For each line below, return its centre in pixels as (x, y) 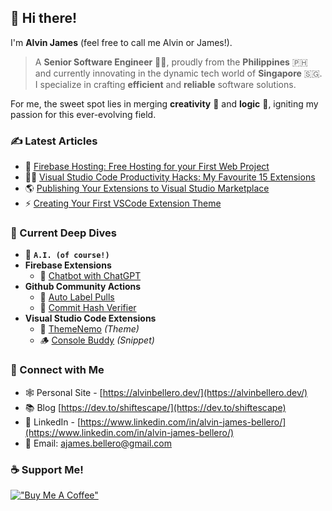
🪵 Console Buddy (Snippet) (97, 340)
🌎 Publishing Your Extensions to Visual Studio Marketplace (147, 188)
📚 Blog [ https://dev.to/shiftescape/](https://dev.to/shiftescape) (155, 407)
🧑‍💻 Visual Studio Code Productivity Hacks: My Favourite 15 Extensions (170, 177)
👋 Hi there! (44, 18)
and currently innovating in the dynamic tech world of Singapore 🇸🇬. (178, 73)
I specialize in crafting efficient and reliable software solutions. (165, 84)
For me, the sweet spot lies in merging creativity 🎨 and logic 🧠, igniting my (164, 103)
